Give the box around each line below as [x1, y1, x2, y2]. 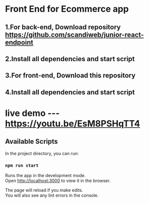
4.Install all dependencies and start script [5, 88, 135, 96]
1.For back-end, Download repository [5, 23, 121, 31]
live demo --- [5, 108, 60, 118]
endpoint [5, 38, 33, 46]
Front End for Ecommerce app [5, 3, 129, 15]
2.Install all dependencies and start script [5, 55, 135, 63]
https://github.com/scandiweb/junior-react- [5, 30, 144, 39]
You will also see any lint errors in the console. [5, 192, 99, 199]
